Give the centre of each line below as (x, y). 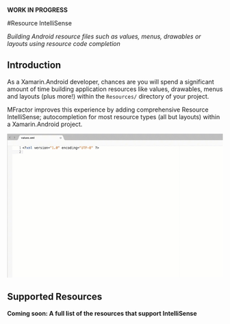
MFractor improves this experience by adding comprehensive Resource (108, 110)
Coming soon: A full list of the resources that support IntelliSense (102, 313)
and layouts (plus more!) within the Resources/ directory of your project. (108, 96)
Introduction (34, 65)
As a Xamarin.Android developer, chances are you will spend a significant (111, 82)
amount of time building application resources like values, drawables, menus (115, 89)
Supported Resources (55, 297)
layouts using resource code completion (64, 43)
